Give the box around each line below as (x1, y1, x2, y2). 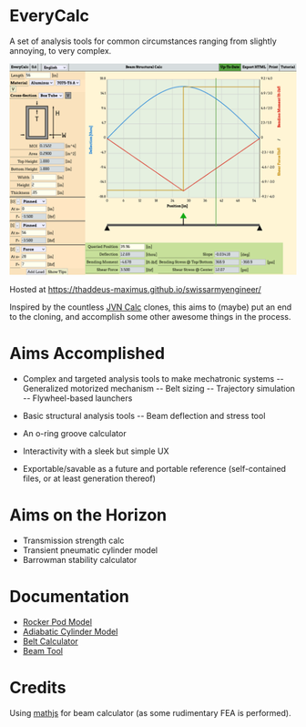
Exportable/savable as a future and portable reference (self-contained (22, 463, 287, 474)
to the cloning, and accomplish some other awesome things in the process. (9, 312, 291, 323)
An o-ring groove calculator (22, 427, 127, 438)
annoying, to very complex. (9, 45, 112, 56)
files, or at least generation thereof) (22, 473, 157, 484)
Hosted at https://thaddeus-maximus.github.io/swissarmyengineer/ (9, 284, 261, 295)
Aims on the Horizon (9, 505, 168, 526)
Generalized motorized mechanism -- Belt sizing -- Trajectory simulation (22, 383, 296, 394)
